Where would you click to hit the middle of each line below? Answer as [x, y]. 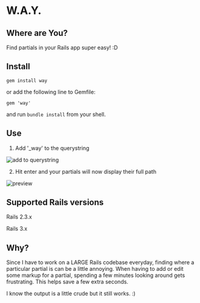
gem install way [27, 80]
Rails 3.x [17, 229]
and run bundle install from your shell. [56, 114]
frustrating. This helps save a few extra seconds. [67, 282]
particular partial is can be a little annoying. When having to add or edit [95, 269]
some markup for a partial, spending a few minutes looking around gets [96, 275]
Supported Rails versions [55, 203]
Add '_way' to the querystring [52, 148]
